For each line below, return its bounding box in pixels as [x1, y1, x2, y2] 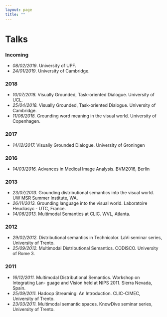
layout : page [5, 7, 32, 12]
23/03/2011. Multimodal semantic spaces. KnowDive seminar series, [12, 301, 153, 307]
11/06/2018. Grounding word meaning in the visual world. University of [12, 113, 157, 119]
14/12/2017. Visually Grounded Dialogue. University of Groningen [12, 142, 146, 148]
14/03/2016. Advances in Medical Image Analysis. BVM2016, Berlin [12, 166, 150, 172]
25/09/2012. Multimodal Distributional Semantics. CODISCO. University [12, 245, 159, 251]
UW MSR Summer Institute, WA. [12, 195, 78, 201]
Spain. [12, 285, 26, 291]
